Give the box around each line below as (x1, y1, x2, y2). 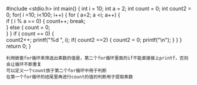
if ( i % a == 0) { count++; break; (6, 18, 86, 24)
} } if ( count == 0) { (6, 30, 54, 37)
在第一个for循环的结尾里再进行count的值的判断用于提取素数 (6, 74, 133, 80)
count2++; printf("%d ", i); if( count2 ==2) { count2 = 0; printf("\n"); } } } (6, 37, 182, 43)
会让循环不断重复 (6, 61, 42, 67)
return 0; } (6, 42, 31, 50)
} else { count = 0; (6, 24, 50, 31)
